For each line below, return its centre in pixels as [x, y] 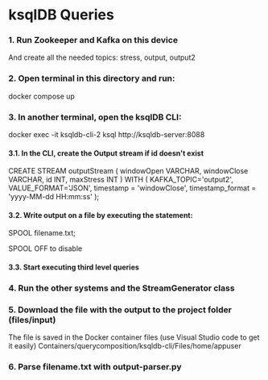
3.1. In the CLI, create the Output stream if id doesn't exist [106, 153]
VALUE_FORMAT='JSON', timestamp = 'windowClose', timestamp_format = [132, 188]
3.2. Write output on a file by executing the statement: [101, 215]
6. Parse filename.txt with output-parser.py [95, 367]
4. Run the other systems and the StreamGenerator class [122, 288]
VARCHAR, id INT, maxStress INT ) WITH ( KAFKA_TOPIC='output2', [121, 180]
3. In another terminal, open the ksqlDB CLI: [95, 117]
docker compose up [41, 96]
